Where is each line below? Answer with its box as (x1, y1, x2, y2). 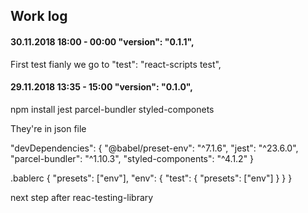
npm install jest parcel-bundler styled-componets (10, 103, 215, 115)
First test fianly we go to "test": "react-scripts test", (10, 58, 222, 70)
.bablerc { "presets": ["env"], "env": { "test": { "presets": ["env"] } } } (10, 172, 293, 184)
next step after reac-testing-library (10, 191, 154, 203)
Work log (10, 8, 68, 25)
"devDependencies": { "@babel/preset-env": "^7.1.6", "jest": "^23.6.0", (10, 142, 299, 154)
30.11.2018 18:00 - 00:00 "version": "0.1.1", (10, 35, 195, 48)
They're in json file (10, 122, 87, 134)
